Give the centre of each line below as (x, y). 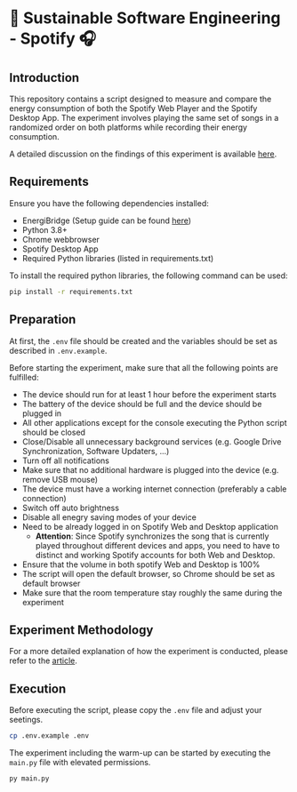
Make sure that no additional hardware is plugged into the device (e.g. (150, 469)
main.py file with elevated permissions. (80, 762)
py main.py (29, 779)
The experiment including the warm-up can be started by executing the (140, 753)
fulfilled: (24, 377)
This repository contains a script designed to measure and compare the (140, 99)
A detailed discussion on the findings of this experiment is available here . (143, 154)
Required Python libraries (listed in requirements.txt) (118, 258)
